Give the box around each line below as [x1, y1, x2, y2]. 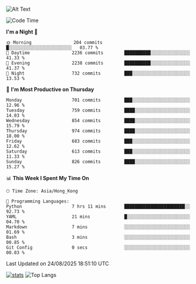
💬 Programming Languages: [6, 198, 69, 204]
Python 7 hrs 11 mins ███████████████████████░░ [6, 204, 191, 209]
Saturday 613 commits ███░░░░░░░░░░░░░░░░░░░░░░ [6, 148, 191, 154]
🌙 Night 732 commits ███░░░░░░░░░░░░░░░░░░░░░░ [6, 70, 191, 76]
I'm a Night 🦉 [6, 28, 38, 35]
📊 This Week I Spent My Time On [6, 175, 89, 181]
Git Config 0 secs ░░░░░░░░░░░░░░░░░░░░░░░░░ [6, 245, 191, 251]
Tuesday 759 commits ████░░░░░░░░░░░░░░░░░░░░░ [6, 107, 191, 113]
